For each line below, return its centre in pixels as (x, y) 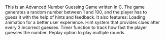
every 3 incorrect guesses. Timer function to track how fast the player (76, 27)
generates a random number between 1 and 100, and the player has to (76, 12)
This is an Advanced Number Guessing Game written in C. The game (75, 7)
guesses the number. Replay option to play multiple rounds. (65, 33)
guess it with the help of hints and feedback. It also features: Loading (75, 17)
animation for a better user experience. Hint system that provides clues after (82, 22)
